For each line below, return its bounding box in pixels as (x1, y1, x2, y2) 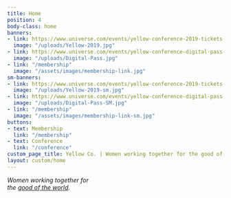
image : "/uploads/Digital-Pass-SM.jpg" (13, 100, 128, 107)
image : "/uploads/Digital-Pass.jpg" (13, 55, 118, 62)
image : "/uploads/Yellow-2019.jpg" (13, 42, 115, 49)
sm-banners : (7, 74, 41, 81)
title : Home (7, 10, 41, 17)
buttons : (7, 118, 32, 126)
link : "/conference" (13, 144, 72, 151)
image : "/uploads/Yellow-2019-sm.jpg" (13, 87, 125, 93)
